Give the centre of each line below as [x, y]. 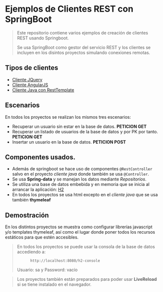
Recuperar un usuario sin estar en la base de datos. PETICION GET [79, 126]
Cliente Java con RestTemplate [43, 90]
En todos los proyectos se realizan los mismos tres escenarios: [68, 117]
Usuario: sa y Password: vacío [47, 270]
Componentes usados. [40, 157]
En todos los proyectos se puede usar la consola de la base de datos [86, 247]
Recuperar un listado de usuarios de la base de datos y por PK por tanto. [85, 131]
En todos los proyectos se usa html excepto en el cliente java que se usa [85, 195]
